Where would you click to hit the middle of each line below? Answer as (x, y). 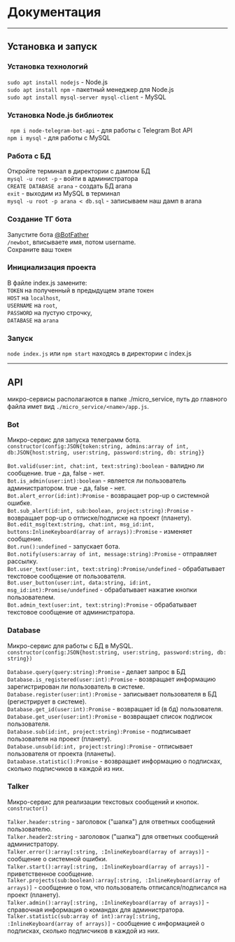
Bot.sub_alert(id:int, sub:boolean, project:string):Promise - (100, 511)
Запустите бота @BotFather (48, 234)
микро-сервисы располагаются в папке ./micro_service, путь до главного (117, 399)
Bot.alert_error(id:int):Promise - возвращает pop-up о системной (108, 496)
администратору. (33, 844)
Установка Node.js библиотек (60, 115)
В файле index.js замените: (47, 283)
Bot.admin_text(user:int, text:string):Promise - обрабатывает (102, 605)
